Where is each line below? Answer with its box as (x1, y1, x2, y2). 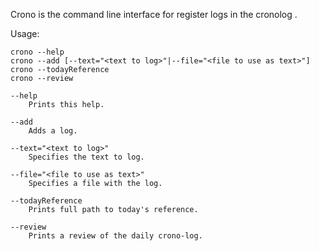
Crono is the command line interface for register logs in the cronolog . (10, 9, 298, 20)
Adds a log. (28, 126, 78, 136)
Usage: (10, 28, 40, 39)
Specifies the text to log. (28, 152, 145, 162)
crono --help (10, 47, 65, 57)
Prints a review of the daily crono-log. (28, 231, 203, 241)
